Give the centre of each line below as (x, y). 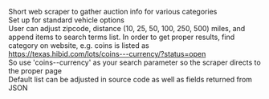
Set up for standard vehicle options (66, 20)
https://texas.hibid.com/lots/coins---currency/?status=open (107, 54)
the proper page (35, 71)
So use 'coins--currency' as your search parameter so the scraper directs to (134, 62)
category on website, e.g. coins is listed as (79, 46)
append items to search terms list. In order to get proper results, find (122, 37)
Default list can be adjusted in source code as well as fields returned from (130, 79)
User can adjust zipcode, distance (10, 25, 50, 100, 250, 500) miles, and (127, 28)
